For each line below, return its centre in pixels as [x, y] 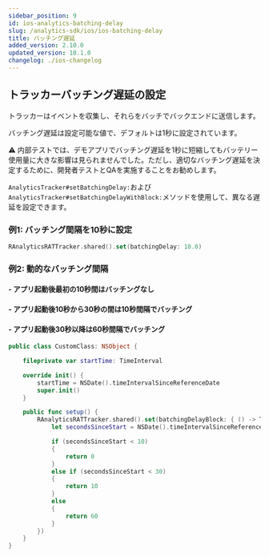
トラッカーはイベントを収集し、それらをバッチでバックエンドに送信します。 [134, 115]
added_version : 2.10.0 [46, 46]
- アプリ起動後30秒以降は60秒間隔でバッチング [87, 329]
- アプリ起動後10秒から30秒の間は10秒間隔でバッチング [100, 309]
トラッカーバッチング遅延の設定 [87, 95]
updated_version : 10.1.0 [50, 53]
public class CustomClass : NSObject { [73, 347]
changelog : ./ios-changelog [55, 61]
